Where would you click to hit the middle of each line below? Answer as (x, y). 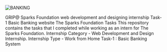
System (13, 44)
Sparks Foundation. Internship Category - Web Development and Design (80, 33)
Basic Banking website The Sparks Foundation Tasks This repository (79, 23)
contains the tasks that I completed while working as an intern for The (77, 28)
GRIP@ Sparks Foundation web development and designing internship (77, 17)
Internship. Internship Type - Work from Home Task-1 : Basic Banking (76, 38)
